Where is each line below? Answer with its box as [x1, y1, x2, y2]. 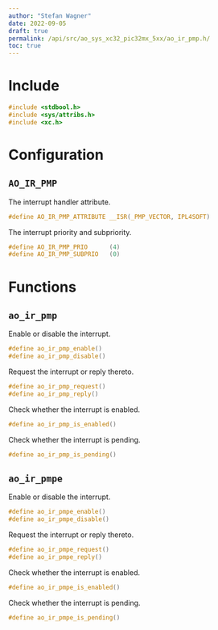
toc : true [8, 42, 42, 50]
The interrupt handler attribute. [8, 197, 111, 207]
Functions [8, 278, 76, 296]
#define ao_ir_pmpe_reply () [8, 553, 103, 561]
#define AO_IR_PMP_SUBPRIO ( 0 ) [8, 250, 121, 258]
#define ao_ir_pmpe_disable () [8, 515, 110, 523]
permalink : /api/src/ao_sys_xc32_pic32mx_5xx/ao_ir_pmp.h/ [8, 34, 211, 43]
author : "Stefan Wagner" [8, 11, 92, 20]
